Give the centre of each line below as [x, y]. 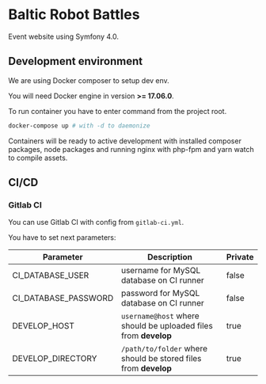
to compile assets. [38, 158]
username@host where [160, 316]
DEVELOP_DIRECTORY [55, 359]
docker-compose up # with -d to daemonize [79, 125]
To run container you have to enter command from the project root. [118, 111]
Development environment [76, 61]
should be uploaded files [167, 326]
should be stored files [161, 359]
